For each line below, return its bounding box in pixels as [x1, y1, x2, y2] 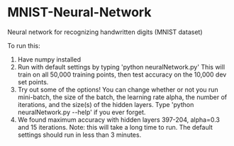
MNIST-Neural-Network [7, 4, 152, 21]
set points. [17, 77, 49, 86]
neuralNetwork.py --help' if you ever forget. [17, 108, 146, 116]
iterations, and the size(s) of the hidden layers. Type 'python [17, 100, 194, 108]
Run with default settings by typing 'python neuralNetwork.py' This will [17, 62, 225, 71]
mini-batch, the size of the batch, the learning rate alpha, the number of [17, 93, 228, 101]
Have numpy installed [17, 55, 82, 64]
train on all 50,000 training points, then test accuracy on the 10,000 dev [17, 70, 227, 79]
